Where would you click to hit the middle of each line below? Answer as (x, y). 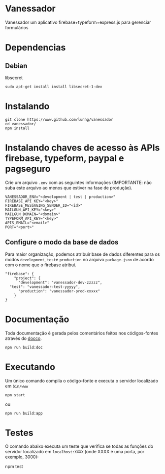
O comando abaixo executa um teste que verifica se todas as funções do (79, 446)
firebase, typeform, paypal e (65, 158)
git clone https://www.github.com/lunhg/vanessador (59, 119)
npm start (15, 395)
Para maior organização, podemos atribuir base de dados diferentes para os (82, 254)
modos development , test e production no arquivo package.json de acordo (80, 259)
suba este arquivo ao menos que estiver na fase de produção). (69, 188)
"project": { (27, 278)
